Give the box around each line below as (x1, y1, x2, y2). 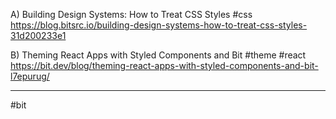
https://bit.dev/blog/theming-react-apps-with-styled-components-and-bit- (10, 60, 319, 71)
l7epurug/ (10, 70, 50, 82)
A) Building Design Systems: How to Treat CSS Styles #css (10, 9, 253, 20)
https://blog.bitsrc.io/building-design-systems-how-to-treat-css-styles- (10, 19, 308, 31)
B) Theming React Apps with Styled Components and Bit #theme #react (10, 49, 307, 61)
